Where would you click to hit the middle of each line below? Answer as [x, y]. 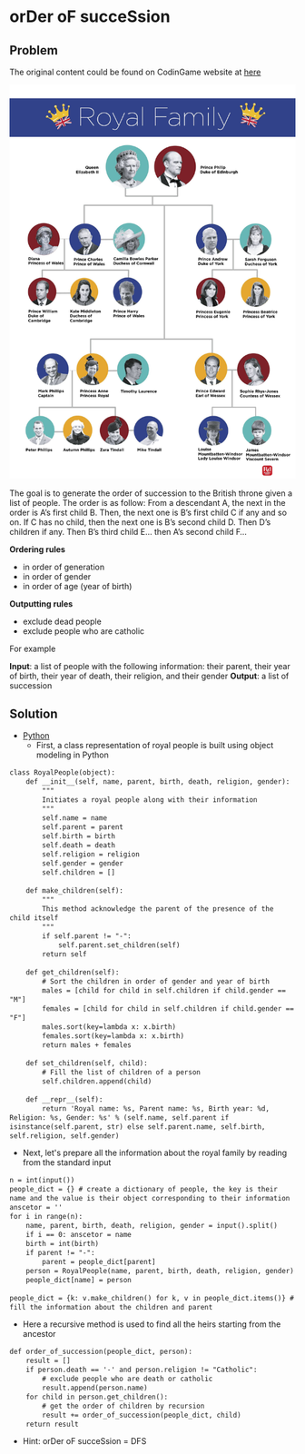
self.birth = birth [79, 836]
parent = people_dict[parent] [99, 1262]
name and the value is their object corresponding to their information [150, 1199]
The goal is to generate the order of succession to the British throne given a [151, 493]
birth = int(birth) [63, 1244]
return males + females [87, 1045]
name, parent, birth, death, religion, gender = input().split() [152, 1226]
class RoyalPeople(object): [63, 773]
